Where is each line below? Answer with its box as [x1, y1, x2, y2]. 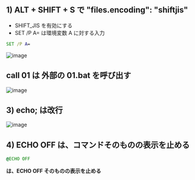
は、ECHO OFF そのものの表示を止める [6, 168, 101, 174]
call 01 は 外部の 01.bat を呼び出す [6, 70, 132, 81]
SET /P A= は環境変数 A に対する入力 [14, 29, 105, 36]
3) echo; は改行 [6, 105, 63, 115]
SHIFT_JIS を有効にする [14, 22, 73, 29]
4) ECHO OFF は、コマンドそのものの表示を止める [6, 140, 190, 150]
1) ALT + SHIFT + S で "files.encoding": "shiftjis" [6, 5, 188, 15]
